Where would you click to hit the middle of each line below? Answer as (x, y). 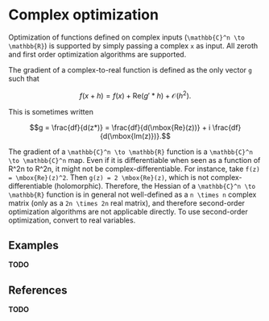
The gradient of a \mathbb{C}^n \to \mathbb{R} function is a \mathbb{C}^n (131, 152)
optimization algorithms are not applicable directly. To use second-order (128, 211)
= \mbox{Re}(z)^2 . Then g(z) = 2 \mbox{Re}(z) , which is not (109, 177)
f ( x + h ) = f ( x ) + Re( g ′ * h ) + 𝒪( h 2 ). (135, 94)
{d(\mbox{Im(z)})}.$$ (135, 135)
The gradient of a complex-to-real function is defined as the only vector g (130, 69)
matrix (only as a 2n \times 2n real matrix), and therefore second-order (127, 202)
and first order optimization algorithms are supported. (97, 54)
